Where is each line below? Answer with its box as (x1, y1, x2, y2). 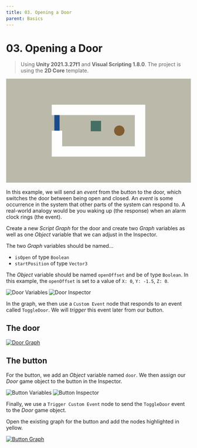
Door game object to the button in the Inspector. (6, 378, 123, 385)
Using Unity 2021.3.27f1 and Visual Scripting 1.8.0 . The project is (20, 61, 181, 68)
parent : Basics (6, 15, 43, 22)
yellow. (6, 424, 23, 431)
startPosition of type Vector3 (14, 259, 88, 266)
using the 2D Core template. (20, 67, 89, 74)
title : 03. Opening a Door (6, 9, 72, 15)
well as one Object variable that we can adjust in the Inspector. (6, 231, 158, 238)
